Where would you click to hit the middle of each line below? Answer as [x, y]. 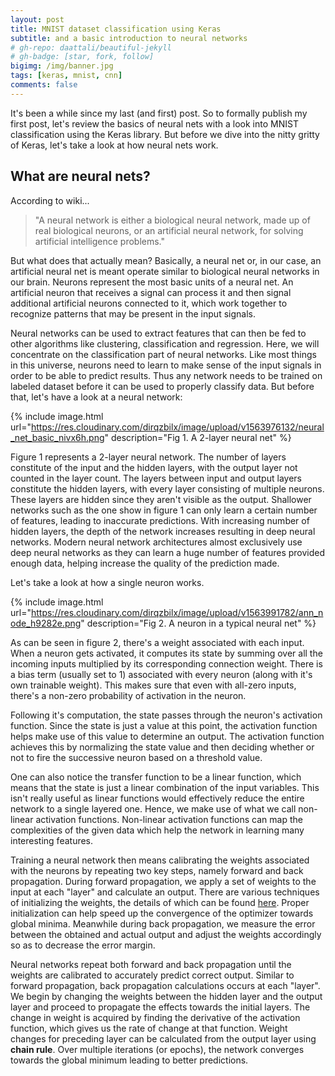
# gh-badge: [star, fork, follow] [82, 57]
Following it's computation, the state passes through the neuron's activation [166, 715]
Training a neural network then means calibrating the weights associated [160, 860]
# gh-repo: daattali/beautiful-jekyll [91, 47]
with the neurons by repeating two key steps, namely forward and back [157, 870]
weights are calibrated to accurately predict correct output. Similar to [152, 975]
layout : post [37, 19]
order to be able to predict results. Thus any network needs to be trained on [166, 375]
